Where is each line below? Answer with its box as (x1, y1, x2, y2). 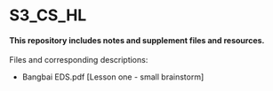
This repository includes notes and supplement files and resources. (9, 34, 265, 45)
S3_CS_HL (9, 5, 87, 26)
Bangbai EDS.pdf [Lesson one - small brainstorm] (21, 72, 205, 82)
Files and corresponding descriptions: (9, 55, 149, 65)
